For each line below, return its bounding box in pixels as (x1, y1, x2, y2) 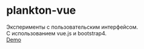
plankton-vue (6, 4, 76, 17)
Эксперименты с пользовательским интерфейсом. (6, 23, 139, 30)
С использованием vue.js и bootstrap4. (6, 29, 107, 36)
